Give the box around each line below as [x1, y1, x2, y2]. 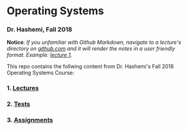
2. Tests [7, 100, 30, 108]
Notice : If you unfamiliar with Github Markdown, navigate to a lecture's [7, 39, 182, 46]
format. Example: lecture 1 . [7, 52, 72, 59]
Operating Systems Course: [7, 69, 75, 77]
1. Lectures [7, 84, 39, 93]
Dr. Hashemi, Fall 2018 [7, 26, 72, 34]
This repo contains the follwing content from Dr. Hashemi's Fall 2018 [7, 63, 174, 70]
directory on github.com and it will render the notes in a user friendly [7, 45, 176, 52]
